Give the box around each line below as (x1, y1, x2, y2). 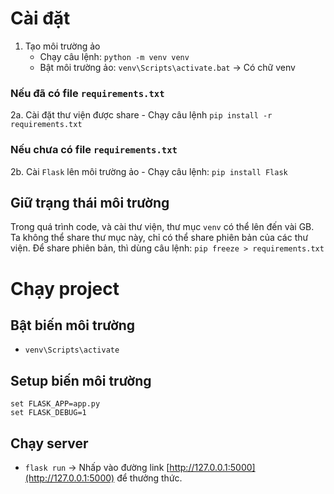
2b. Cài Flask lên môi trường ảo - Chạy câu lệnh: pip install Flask (10, 165, 288, 177)
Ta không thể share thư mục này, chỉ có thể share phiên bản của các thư (10, 232, 309, 244)
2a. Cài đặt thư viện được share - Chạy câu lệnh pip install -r (10, 109, 273, 121)
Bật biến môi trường (10, 317, 136, 334)
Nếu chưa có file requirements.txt (10, 143, 178, 157)
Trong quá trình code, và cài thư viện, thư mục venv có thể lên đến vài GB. (10, 221, 315, 233)
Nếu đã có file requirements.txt (10, 86, 165, 100)
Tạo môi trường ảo (24, 40, 101, 52)
